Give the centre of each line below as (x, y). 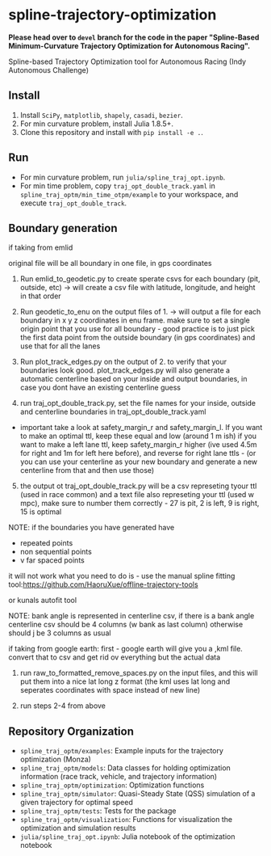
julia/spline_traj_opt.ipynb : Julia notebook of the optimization (127, 837)
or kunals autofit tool (43, 601)
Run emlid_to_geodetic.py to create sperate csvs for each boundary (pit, (140, 279)
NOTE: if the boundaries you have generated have (92, 528)
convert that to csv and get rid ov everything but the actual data (114, 657)
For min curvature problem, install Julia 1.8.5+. (97, 124)
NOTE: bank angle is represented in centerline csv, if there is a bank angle (131, 616)
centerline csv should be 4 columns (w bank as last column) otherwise (126, 625)
